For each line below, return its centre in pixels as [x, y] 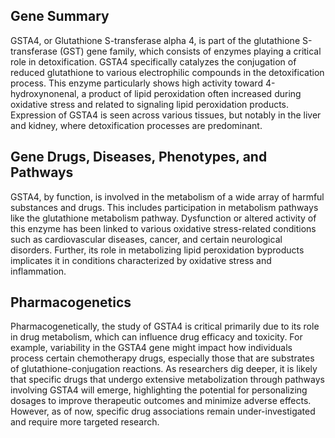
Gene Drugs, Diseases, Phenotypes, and [139, 157]
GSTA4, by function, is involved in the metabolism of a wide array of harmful [167, 196]
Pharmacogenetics [71, 302]
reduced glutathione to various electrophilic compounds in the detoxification [167, 72]
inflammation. [38, 271]
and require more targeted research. [85, 422]
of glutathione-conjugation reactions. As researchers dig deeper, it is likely [164, 369]
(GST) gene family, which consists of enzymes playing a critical [190, 51]
